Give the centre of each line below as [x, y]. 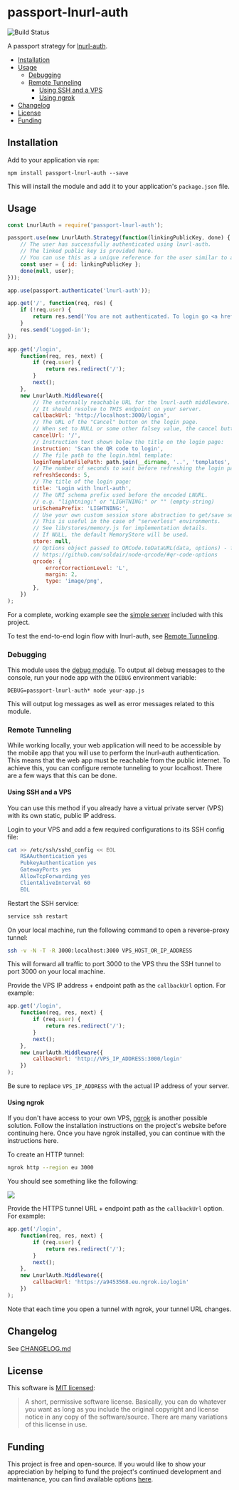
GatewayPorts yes [46, 870]
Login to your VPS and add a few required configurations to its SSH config [116, 829]
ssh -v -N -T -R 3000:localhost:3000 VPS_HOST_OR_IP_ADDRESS [100, 951]
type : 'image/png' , [74, 581]
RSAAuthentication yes [54, 857]
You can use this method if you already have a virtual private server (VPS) [116, 808]
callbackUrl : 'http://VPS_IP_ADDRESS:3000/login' [108, 1059]
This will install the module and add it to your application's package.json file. [118, 186]
